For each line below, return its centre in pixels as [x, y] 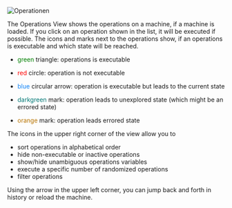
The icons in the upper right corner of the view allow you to [91, 134]
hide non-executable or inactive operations [78, 154]
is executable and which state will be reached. [73, 46]
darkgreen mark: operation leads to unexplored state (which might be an [120, 100]
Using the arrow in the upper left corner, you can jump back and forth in [109, 190]
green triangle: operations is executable [74, 59]
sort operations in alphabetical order [69, 147]
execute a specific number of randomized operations [93, 169]
